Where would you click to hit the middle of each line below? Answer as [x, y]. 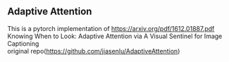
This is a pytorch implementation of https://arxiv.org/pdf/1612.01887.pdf [111, 28]
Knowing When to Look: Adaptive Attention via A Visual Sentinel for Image [115, 36]
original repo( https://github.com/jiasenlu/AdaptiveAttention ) [94, 51]
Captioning [23, 43]
